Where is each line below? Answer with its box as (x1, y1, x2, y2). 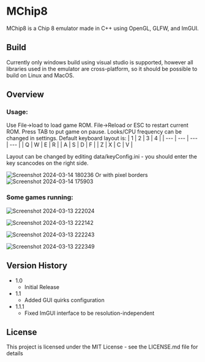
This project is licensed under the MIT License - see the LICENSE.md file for (6, 343, 198, 350)
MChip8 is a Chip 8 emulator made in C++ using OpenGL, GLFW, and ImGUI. (6, 25, 199, 32)
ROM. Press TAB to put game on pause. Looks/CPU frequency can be (6, 128, 182, 135)
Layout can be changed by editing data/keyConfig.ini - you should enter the (6, 153, 198, 160)
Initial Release (24, 283, 60, 290)
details (6, 350, 23, 357)
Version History (6, 260, 67, 271)
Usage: (6, 108, 29, 116)
